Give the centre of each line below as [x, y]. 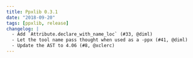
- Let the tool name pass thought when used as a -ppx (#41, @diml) [100, 40]
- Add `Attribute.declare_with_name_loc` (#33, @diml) [82, 34]
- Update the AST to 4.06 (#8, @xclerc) [63, 46]
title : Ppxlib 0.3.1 [32, 12]
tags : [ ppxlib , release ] [38, 23]
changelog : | [23, 29]
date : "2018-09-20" [31, 18]
